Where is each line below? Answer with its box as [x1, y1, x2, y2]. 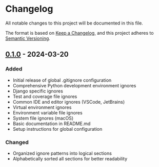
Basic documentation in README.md [12, 121, 91, 127]
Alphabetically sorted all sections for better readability [12, 155, 127, 161]
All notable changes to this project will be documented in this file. [5, 20, 144, 26]
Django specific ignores [12, 88, 63, 94]
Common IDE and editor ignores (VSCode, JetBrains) [12, 99, 125, 105]
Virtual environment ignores [12, 104, 72, 110]
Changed [5, 138, 29, 146]
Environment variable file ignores [12, 109, 83, 115]
